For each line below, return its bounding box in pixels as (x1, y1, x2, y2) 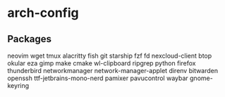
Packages (7, 33, 51, 45)
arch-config (7, 5, 79, 21)
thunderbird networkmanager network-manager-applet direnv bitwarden (7, 67, 219, 75)
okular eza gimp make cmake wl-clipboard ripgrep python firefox (7, 59, 196, 67)
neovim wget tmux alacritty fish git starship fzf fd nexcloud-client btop (7, 51, 212, 60)
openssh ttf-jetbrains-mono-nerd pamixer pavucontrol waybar (7, 74, 188, 82)
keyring (7, 82, 30, 89)
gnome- (189, 74, 213, 82)
